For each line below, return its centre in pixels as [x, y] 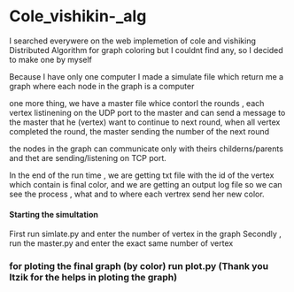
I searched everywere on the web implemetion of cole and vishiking [133, 41]
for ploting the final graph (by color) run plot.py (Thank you [139, 266]
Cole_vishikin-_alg [78, 16]
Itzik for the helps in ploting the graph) [93, 278]
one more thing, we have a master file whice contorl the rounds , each [137, 103]
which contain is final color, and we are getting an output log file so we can [146, 184]
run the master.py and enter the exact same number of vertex [121, 243]
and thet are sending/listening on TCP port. [88, 158]
